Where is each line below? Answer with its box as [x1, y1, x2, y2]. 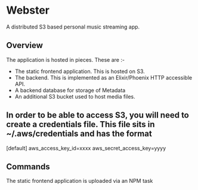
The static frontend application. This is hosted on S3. [14, 68, 145, 75]
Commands [6, 161, 51, 172]
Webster [6, 4, 49, 17]
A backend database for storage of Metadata [14, 87, 126, 94]
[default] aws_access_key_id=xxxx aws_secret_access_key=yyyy [6, 144, 166, 151]
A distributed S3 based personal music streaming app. [6, 23, 140, 30]
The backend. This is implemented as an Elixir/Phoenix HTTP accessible [14, 74, 193, 81]
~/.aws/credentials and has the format [6, 129, 152, 139]
